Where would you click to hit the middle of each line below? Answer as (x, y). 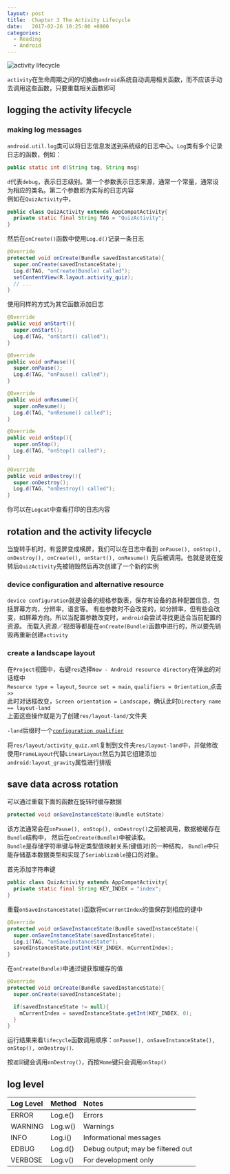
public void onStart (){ (41, 324)
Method (64, 1104)
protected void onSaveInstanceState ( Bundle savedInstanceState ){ (103, 928)
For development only (118, 1160)
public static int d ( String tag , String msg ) (73, 167)
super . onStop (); (36, 445)
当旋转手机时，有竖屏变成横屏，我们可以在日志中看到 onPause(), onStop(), (114, 549)
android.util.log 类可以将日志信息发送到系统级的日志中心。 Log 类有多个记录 (115, 146)
